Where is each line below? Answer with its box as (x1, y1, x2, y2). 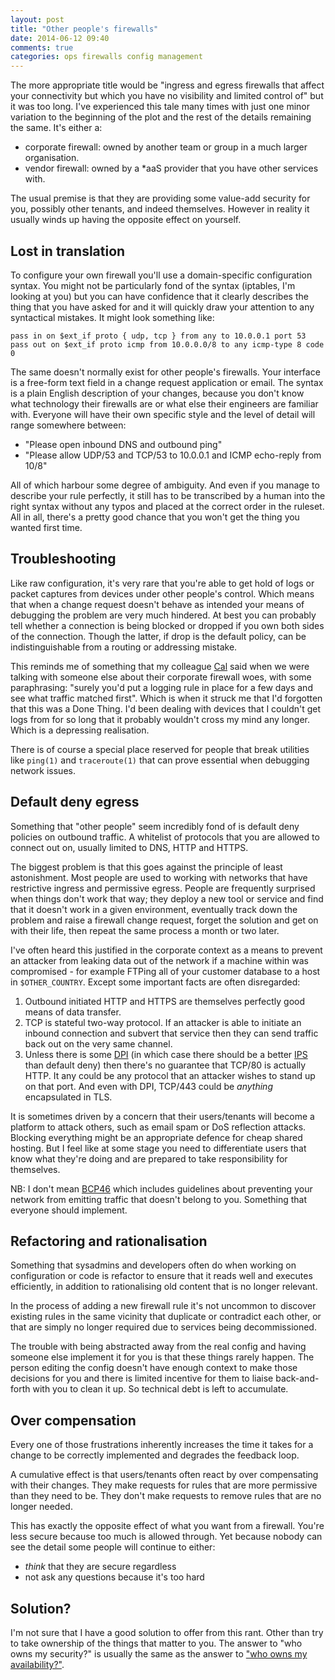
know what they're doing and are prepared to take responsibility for (10, 1152, 288, 1165)
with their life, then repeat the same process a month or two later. (10, 924, 280, 936)
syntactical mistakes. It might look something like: (10, 311, 215, 323)
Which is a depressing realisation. (10, 724, 150, 736)
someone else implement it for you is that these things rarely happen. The (10, 1351, 315, 1363)
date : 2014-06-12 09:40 (10, 33, 110, 43)
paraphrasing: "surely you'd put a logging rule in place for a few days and (10, 681, 313, 693)
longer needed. (10, 1501, 73, 1513)
